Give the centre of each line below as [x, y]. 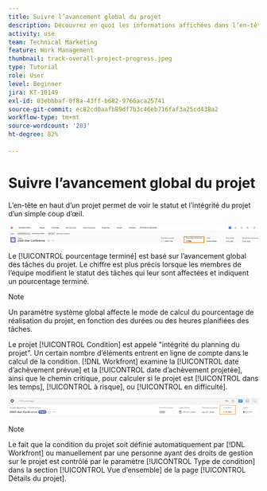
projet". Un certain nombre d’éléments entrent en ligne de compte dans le [128, 353]
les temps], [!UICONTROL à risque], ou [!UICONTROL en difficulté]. [118, 387]
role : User [26, 76]
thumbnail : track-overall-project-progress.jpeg [90, 59]
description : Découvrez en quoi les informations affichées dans [118, 25]
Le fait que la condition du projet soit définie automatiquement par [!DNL [127, 444]
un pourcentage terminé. [49, 281]
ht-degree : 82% [33, 134]
